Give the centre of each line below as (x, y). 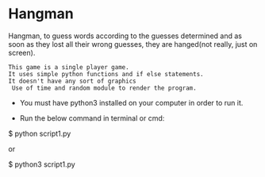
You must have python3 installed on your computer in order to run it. (131, 102)
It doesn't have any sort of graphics (72, 81)
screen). (22, 52)
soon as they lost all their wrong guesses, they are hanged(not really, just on (133, 44)
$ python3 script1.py (42, 164)
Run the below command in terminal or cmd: (92, 118)
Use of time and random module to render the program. (104, 88)
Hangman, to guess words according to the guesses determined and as (125, 36)
